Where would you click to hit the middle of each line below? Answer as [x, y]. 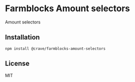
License [17, 64]
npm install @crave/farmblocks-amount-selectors [55, 49]
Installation [22, 37]
